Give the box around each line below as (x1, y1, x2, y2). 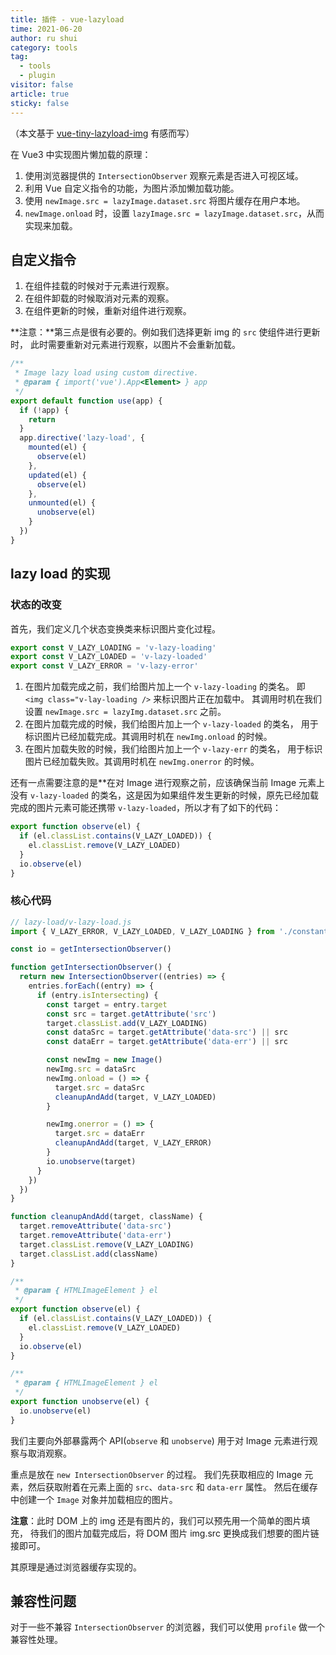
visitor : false (10, 80, 74, 90)
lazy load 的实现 (10, 566, 111, 583)
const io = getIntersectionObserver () (10, 944, 172, 955)
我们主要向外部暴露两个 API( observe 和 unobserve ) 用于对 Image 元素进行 (10, 1434, 310, 1446)
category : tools (10, 42, 78, 53)
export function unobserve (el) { (10, 1397, 150, 1407)
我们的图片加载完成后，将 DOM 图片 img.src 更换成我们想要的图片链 (38, 1527, 320, 1539)
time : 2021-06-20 (10, 24, 83, 34)
